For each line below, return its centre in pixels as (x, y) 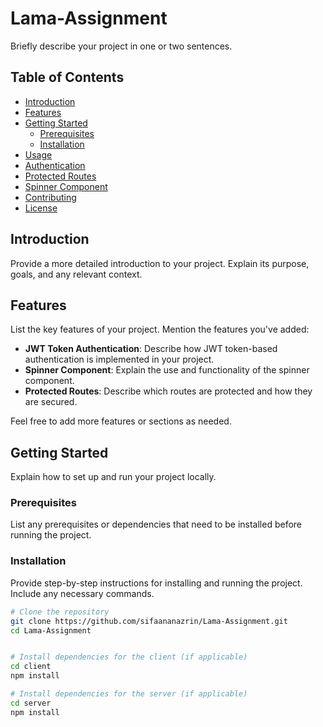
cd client (31, 667)
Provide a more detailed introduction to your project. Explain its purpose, (160, 263)
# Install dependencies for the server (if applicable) (129, 694)
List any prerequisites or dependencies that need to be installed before (156, 524)
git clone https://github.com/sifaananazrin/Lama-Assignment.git (149, 621)
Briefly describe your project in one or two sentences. (121, 46)
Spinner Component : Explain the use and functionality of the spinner (167, 370)
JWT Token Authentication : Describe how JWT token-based (151, 349)
